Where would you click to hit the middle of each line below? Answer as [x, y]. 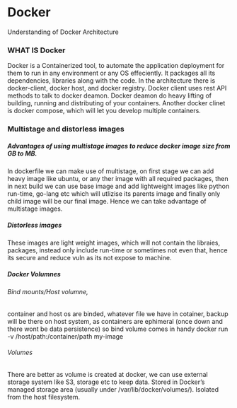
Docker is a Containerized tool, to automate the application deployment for [116, 66]
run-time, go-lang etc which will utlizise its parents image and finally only [114, 194]
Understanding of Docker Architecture [63, 32]
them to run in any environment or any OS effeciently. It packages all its [111, 73]
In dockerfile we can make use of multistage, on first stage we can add [111, 171]
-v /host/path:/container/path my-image [65, 336]
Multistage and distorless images [66, 129]
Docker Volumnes [34, 274]
